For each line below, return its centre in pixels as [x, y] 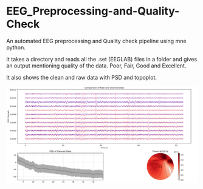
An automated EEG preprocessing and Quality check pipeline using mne [96, 41]
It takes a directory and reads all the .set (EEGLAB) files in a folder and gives [102, 59]
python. [16, 47]
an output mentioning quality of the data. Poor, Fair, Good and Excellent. [96, 66]
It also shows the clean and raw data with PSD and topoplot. [81, 77]
